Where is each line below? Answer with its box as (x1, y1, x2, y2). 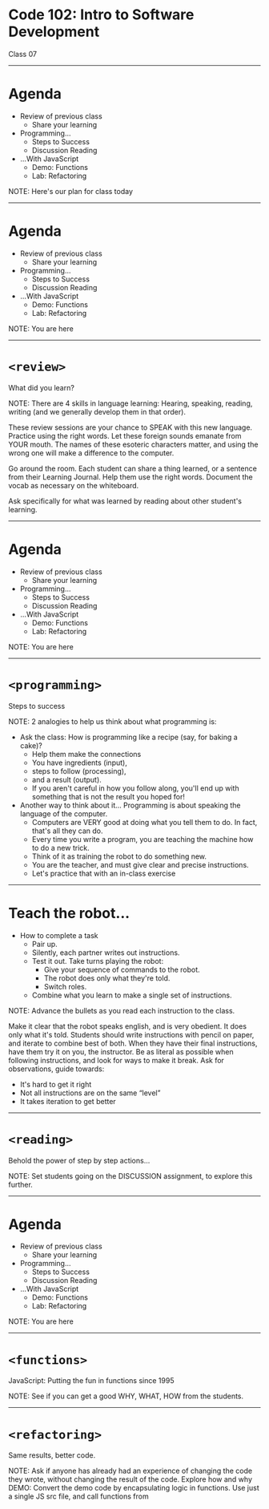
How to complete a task (19, 930, 98, 940)
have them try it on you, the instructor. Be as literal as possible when (8, 1046, 234, 1056)
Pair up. (31, 939, 58, 949)
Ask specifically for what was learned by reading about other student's (8, 496, 243, 506)
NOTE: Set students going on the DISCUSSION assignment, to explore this (8, 1171, 253, 1180)
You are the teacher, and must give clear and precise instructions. (31, 860, 250, 869)
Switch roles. (43, 981, 87, 991)
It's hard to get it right (19, 1079, 92, 1089)
